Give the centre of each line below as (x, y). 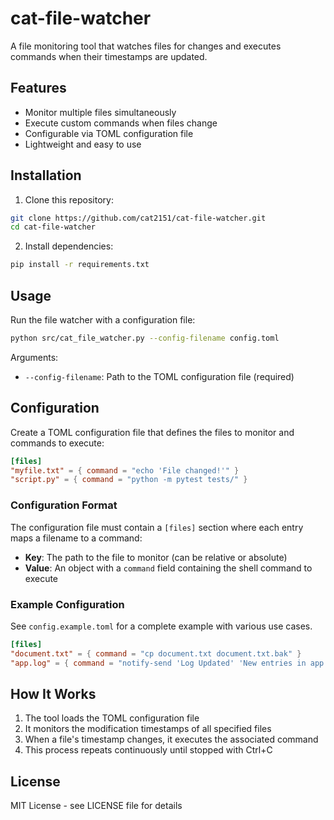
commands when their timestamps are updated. (109, 56)
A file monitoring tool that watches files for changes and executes (146, 46)
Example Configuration (67, 604)
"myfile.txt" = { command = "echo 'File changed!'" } (125, 470)
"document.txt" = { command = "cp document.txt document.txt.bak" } (156, 653)
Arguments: (34, 357)
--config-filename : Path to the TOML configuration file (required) (159, 376)
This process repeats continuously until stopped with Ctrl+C (148, 750)
